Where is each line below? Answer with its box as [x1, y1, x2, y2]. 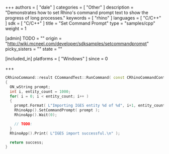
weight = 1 [5, 26, 27, 32]
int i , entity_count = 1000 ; [10, 89, 71, 94]
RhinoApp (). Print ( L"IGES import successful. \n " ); [10, 130, 121, 136]
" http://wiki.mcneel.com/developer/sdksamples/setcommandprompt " [5, 41, 149, 47]
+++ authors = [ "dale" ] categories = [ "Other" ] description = [5, 5, 134, 10]
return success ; [10, 140, 44, 145]
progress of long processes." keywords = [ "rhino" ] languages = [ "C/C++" [5, 15, 161, 21]
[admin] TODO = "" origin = [5, 35, 62, 41]
